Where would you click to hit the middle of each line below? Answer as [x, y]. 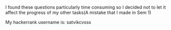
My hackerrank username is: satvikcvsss [48, 22]
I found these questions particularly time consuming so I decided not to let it [86, 7]
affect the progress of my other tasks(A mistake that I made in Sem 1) [78, 12]
